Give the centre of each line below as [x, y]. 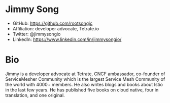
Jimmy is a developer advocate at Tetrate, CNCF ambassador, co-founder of [85, 74]
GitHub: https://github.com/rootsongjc [53, 23]
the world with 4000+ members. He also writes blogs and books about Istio [84, 84]
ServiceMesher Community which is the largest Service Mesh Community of [85, 79]
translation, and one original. [35, 95]
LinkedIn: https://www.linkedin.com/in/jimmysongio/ [67, 39]
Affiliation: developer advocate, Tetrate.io [56, 28]
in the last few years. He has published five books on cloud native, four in [82, 90]
